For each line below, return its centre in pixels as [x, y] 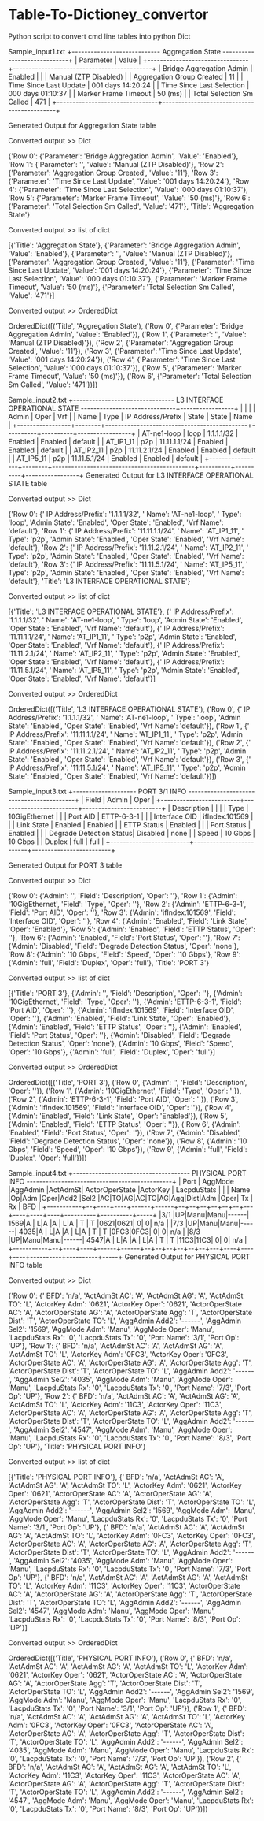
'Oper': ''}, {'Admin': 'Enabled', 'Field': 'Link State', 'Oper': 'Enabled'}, [119, 1018]
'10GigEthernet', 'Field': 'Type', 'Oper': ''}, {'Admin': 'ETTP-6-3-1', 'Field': [125, 1002]
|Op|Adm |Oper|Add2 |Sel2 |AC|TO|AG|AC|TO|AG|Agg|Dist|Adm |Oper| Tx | [131, 1198]
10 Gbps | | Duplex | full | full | [56, 842]
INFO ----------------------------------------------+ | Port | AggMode [121, 1181]
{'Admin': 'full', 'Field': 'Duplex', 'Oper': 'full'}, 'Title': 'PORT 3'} [109, 962]
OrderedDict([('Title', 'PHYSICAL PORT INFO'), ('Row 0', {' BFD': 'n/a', [121, 1658]
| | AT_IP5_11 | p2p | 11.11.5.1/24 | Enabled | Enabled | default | [105, 458]
